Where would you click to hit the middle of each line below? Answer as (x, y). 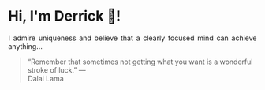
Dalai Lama (46, 78)
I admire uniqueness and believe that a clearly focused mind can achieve (132, 38)
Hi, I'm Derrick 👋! (64, 16)
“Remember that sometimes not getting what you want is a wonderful (140, 62)
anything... (26, 46)
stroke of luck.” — (56, 69)
